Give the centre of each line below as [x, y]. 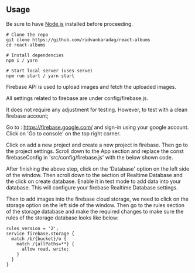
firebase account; [27, 116]
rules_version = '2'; [32, 228]
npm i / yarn [22, 60]
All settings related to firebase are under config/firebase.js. [77, 98]
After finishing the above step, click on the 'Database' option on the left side [98, 169]
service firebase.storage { [40, 234]
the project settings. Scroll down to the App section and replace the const [95, 151]
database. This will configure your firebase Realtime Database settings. [92, 187]
